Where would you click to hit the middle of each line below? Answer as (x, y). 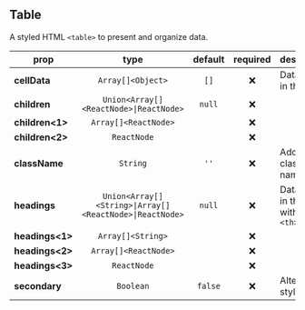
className (39, 163)
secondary (38, 285)
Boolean (133, 286)
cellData (32, 80)
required (252, 59)
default (209, 59)
